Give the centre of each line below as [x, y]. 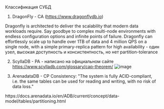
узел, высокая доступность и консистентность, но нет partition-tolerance [82, 52]
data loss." [23, 87]
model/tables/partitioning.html [35, 101]
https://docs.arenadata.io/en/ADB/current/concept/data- [62, 96]
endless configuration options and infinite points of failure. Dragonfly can [79, 36]
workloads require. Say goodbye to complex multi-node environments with [80, 31]
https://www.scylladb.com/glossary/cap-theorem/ [63, 66]
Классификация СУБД [28, 7]
